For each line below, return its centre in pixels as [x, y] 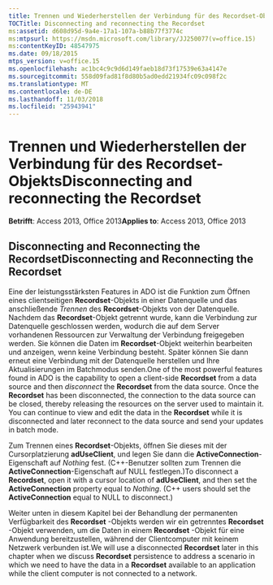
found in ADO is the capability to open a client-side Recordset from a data [133, 378]
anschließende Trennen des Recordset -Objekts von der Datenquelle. [124, 309]
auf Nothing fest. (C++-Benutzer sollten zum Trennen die [145, 462]
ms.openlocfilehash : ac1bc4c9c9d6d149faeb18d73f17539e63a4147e [118, 69]
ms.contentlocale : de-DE [50, 91]
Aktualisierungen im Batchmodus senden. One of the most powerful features [135, 369]
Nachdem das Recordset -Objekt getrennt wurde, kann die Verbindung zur [133, 317]
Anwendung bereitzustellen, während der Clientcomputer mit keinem [123, 539]
